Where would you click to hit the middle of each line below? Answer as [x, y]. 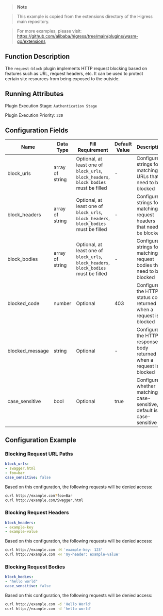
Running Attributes [34, 94]
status [144, 298]
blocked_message [28, 351]
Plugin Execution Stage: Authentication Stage [51, 106]
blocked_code [24, 303]
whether [146, 386]
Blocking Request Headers [37, 512]
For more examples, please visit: [49, 31]
